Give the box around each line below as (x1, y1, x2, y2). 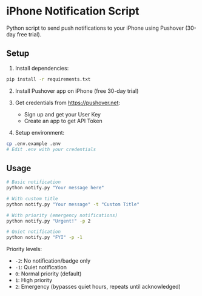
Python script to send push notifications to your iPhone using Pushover (6, 24, 184, 32)
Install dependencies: (15, 64, 69, 72)
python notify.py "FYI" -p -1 (6, 235, 83, 241)
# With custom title (6, 195, 59, 201)
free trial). (17, 30, 42, 38)
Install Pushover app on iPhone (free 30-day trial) (15, 87, 139, 95)
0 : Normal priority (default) (15, 270, 82, 277)
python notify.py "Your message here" (6, 185, 104, 191)
